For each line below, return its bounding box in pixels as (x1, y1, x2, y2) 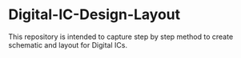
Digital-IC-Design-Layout (8, 6, 181, 24)
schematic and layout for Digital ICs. (8, 40, 128, 49)
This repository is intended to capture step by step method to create (8, 32, 234, 41)
